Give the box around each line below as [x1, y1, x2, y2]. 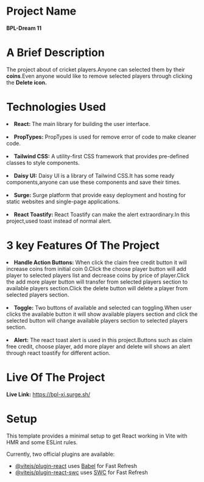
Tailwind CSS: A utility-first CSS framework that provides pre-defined [14, 152, 189, 159]
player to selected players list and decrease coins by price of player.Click [6, 271, 190, 279]
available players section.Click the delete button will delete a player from [6, 284, 188, 292]
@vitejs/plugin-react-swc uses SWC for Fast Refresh [15, 469, 148, 476]
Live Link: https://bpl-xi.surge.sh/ [6, 391, 91, 398]
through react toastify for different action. [6, 349, 111, 357]
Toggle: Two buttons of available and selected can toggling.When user [14, 304, 192, 311]
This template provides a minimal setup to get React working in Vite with [6, 432, 188, 439]
